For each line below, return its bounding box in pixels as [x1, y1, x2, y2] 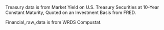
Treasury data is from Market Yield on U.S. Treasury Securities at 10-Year [5, 4, 159, 10]
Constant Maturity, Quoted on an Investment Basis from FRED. [5, 9, 136, 15]
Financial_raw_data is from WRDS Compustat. [5, 19, 102, 25]
